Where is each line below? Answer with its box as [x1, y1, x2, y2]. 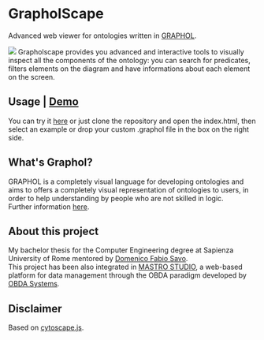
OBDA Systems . [8, 279, 60, 289]
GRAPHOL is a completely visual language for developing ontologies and [8, 177, 244, 186]
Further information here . [8, 202, 90, 211]
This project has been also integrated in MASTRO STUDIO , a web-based [8, 262, 243, 272]
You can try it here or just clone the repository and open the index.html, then [8, 116, 256, 125]
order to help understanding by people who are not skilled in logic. [8, 193, 224, 203]
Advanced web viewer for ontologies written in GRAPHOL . [8, 31, 197, 40]
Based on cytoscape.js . [8, 323, 84, 332]
